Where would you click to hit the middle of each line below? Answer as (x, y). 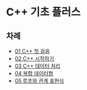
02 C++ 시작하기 (34, 59)
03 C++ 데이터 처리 (38, 66)
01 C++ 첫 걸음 (32, 51)
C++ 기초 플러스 (43, 12)
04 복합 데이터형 (34, 73)
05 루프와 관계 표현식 (39, 81)
